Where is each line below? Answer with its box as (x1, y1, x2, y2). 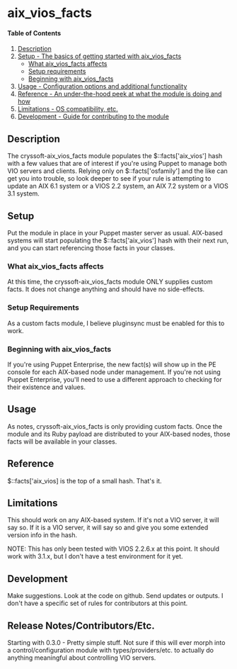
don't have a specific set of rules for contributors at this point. (7, 599, 188, 607)
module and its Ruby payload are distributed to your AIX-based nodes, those (7, 429, 231, 438)
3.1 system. (7, 189, 40, 198)
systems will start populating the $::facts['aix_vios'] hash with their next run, (7, 236, 229, 245)
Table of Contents (7, 28, 62, 37)
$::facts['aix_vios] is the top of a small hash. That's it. (7, 476, 162, 485)
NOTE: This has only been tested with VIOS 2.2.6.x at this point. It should (7, 544, 220, 553)
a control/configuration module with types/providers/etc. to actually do (7, 646, 214, 654)
